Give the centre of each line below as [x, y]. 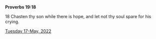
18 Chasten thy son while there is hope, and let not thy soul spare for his [78, 16]
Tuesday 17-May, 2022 [28, 31]
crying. [12, 22]
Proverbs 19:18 [21, 7]
